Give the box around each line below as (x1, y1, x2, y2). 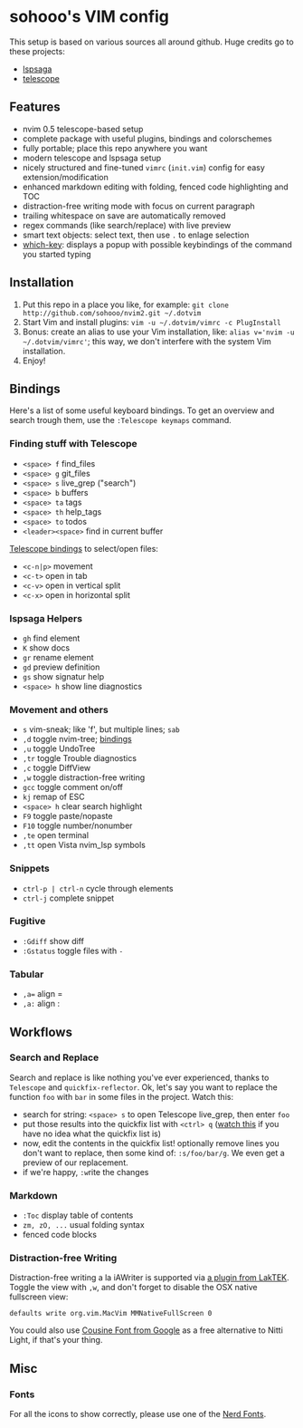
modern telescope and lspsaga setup (22, 152, 162, 163)
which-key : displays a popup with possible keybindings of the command (22, 238, 292, 250)
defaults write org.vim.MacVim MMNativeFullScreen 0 (9, 1309, 213, 1318)
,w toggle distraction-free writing (22, 772, 146, 783)
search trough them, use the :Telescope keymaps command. (9, 415, 232, 426)
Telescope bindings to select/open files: (9, 543, 158, 554)
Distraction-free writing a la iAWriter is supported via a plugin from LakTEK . (9, 1272, 289, 1283)
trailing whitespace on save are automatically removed (22, 210, 226, 221)
